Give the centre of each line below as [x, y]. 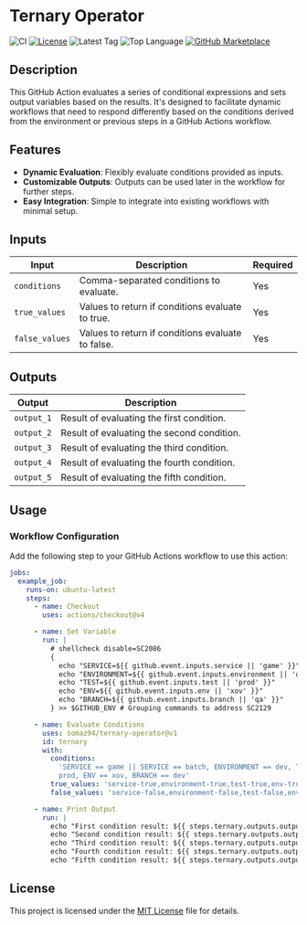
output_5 [33, 478]
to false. [96, 345]
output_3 [33, 448]
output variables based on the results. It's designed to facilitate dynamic [145, 101]
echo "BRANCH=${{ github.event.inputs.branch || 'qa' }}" [171, 700]
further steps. [48, 191]
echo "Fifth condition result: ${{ [117, 860]
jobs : [20, 572]
